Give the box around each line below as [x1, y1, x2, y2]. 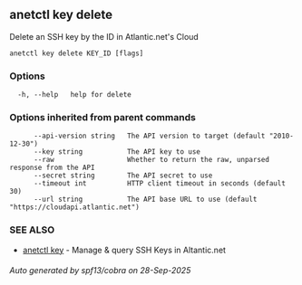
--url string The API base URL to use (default [33, 195, 258, 204]
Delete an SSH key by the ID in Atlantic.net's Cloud [9, 31, 200, 42]
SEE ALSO [9, 223, 55, 236]
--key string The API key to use [33, 147, 201, 157]
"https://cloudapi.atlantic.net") [9, 203, 141, 212]
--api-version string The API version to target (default [33, 131, 266, 141]
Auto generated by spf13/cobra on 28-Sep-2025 [9, 265, 191, 276]
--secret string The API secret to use [33, 171, 213, 180]
